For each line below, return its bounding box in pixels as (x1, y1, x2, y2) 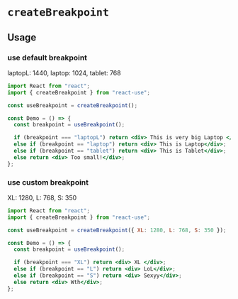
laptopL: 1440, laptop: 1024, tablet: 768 (7, 68, 122, 77)
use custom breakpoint (7, 177, 89, 187)
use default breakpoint (7, 53, 87, 62)
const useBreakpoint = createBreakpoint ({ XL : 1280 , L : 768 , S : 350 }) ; (7, 227, 227, 234)
